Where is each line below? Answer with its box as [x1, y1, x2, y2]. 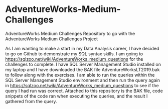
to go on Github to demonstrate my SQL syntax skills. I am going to [5, 51, 143, 57]
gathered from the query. [5, 98, 57, 104]
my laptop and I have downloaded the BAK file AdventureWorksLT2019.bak [5, 66, 160, 73]
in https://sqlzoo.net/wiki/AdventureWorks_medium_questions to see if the [5, 82, 159, 88]
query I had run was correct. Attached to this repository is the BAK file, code [5, 88, 163, 94]
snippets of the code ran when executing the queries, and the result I [5, 93, 148, 99]
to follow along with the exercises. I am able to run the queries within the [5, 72, 155, 78]
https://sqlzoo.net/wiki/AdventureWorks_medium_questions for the [5, 56, 143, 62]
